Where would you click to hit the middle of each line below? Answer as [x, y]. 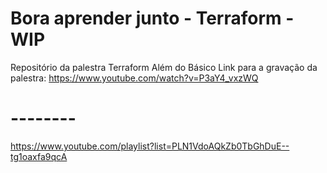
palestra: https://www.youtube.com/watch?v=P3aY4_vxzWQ [134, 78]
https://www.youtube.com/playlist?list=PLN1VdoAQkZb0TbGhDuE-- [150, 146]
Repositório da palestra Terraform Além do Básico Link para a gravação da [164, 67]
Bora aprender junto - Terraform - [152, 18]
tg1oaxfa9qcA [39, 156]
